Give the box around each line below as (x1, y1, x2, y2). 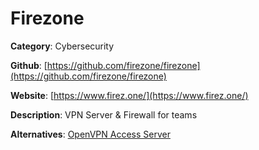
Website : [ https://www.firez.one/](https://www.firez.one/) (10, 89, 249, 101)
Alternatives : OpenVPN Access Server (10, 128, 171, 140)
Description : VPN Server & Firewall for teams (10, 108, 198, 121)
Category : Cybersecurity (10, 40, 115, 52)
